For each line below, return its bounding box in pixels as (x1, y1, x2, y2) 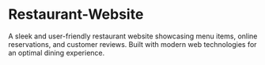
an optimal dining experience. (8, 48, 105, 57)
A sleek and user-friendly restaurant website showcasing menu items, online (8, 31, 258, 41)
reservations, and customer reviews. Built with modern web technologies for (8, 39, 257, 49)
